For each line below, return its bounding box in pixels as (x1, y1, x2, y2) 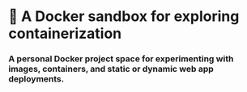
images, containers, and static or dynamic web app (8, 64, 215, 75)
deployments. (8, 73, 65, 85)
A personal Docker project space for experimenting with (8, 53, 234, 65)
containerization (8, 24, 122, 43)
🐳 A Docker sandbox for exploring (8, 7, 240, 26)
